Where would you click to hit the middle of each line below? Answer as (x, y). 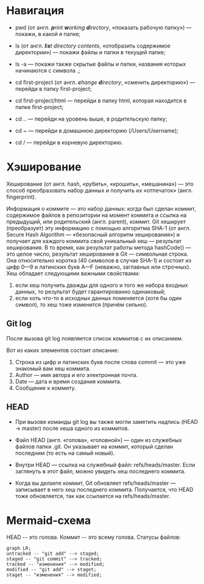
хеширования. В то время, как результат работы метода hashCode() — (99, 247)
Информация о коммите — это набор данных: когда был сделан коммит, (101, 208)
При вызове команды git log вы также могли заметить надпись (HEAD (107, 421)
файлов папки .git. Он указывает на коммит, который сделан (94, 446)
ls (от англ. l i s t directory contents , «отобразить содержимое (93, 46)
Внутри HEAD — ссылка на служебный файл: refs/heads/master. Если (105, 465)
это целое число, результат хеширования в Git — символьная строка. (97, 254)
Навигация (35, 11)
